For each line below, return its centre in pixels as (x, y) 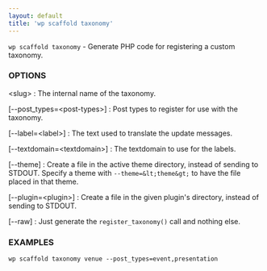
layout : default (35, 16)
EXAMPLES (31, 242)
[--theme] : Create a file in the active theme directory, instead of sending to (133, 164)
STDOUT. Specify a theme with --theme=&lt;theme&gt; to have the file (125, 173)
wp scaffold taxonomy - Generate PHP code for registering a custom (122, 46)
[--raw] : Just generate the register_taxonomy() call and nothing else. (124, 221)
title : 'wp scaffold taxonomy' (61, 23)
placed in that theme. (44, 181)
